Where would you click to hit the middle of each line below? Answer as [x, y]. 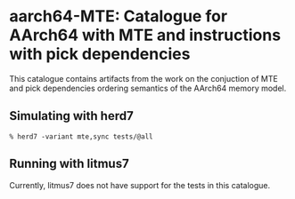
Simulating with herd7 [71, 116]
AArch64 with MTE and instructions [145, 35]
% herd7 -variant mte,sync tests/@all [81, 136]
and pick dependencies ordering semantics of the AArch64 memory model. [148, 88]
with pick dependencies [100, 54]
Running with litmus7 [69, 164]
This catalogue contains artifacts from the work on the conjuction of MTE [143, 78]
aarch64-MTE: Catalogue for [119, 16]
